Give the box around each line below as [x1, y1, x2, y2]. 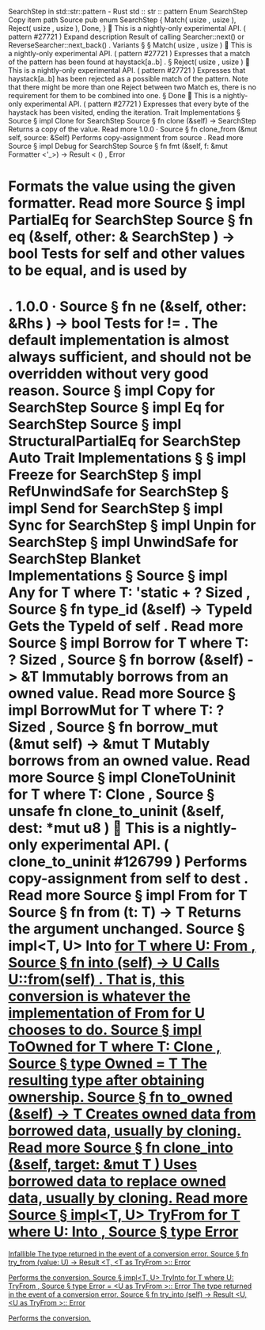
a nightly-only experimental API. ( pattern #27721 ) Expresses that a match [8, 49, 251, 58]
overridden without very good [8, 365, 210, 383]
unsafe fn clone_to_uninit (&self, [8, 803, 225, 820]
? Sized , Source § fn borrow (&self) [8, 651, 244, 669]
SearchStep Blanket [8, 550, 141, 568]
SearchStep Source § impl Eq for [8, 399, 225, 416]
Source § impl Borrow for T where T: [8, 634, 249, 652]
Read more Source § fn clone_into [8, 1139, 233, 1157]
